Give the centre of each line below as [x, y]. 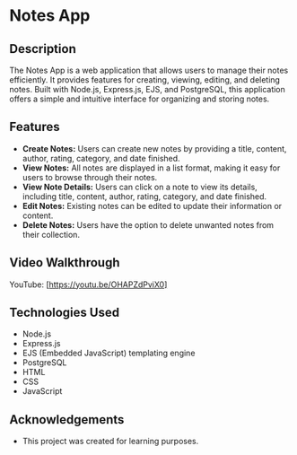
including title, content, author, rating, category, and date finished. [144, 196]
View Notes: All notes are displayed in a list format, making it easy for [151, 168]
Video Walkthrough [65, 262]
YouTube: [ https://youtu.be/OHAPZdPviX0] [88, 284]
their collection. [51, 234]
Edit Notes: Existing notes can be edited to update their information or [152, 206]
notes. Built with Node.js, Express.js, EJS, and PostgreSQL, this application [147, 89]
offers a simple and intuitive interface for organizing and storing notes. [140, 99]
